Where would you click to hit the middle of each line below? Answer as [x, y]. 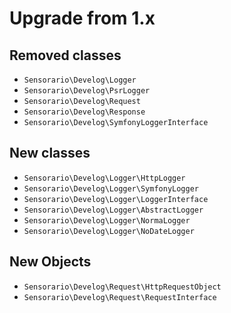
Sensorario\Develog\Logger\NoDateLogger [109, 231]
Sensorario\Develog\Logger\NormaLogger [107, 220]
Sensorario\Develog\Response [84, 112]
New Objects [50, 262]
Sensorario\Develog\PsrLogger [87, 91]
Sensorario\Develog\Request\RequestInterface [120, 297]
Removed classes [65, 55]
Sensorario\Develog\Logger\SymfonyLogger [111, 188]
